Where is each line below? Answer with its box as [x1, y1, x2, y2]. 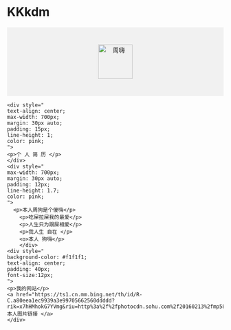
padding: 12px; [7, 181, 51, 188]
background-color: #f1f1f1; [7, 254, 88, 261]
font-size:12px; [7, 272, 54, 278]
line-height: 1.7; [7, 187, 60, 194]
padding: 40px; [7, 265, 51, 272]
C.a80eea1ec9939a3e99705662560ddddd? [7, 297, 115, 304]
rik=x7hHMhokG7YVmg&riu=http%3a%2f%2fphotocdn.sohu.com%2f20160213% [7, 303, 208, 310]
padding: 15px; [7, 125, 51, 133]
